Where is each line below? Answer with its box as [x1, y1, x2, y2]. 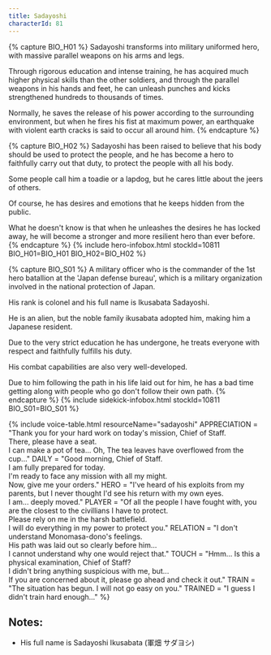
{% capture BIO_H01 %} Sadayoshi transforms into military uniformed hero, [8, 41, 260, 51]
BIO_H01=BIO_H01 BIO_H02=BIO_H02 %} [8, 249, 147, 258]
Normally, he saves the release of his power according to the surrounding [8, 107, 254, 118]
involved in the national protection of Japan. [8, 281, 156, 291]
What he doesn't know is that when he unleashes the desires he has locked [8, 223, 261, 232]
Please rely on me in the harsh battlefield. [8, 514, 148, 524]
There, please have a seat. [8, 436, 97, 446]
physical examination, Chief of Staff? [8, 557, 131, 567]
